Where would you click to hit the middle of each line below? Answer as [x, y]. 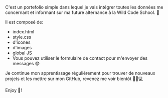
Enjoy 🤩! [14, 90]
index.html [23, 32]
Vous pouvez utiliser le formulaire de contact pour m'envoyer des [80, 58]
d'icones [22, 42]
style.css [22, 37]
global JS [22, 53]
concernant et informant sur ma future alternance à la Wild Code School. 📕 [82, 12]
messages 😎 [26, 63]
